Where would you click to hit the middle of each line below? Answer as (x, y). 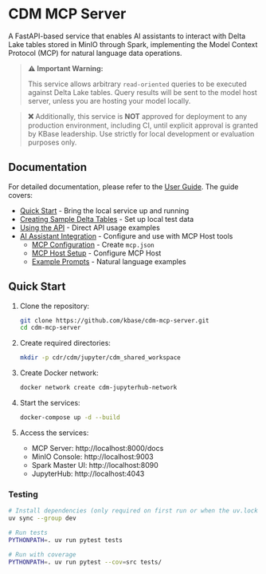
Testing (23, 494)
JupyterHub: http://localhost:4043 (88, 473)
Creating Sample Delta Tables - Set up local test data (107, 219)
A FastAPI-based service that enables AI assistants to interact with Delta (127, 36)
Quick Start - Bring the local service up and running (104, 210)
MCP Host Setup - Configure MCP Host (96, 253)
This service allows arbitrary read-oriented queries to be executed (137, 84)
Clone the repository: (55, 306)
